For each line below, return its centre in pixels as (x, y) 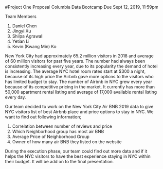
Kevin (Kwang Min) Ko (34, 46)
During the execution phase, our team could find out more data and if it (76, 151)
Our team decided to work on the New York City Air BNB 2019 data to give (79, 107)
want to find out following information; (43, 117)
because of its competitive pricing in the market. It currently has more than (80, 87)
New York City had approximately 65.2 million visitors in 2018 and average (80, 56)
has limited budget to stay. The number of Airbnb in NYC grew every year (79, 82)
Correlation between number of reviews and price (62, 126)
